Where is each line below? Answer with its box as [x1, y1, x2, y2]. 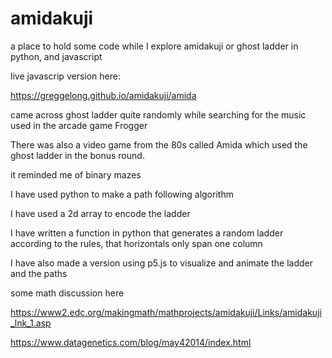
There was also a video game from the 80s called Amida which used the [10, 138, 308, 151]
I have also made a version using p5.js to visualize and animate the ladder [10, 257, 314, 269]
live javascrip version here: [10, 70, 121, 82]
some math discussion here [10, 287, 125, 299]
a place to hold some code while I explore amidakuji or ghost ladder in [10, 40, 299, 52]
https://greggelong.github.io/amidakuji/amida [10, 89, 197, 101]
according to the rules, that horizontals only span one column [10, 237, 263, 249]
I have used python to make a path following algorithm [10, 188, 234, 200]
